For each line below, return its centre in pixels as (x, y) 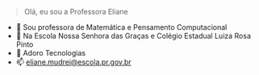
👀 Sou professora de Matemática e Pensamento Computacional (121, 27)
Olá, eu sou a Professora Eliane (76, 12)
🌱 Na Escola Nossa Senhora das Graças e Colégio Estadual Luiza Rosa (134, 36)
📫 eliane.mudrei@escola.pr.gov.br (73, 62)
